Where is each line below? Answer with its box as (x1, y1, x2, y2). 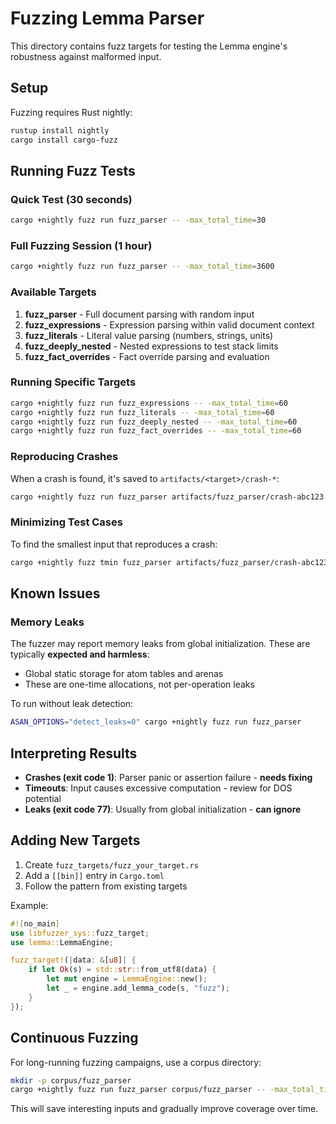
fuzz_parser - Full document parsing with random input (24, 308, 255, 320)
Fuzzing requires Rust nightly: (10, 106, 133, 118)
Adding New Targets (10, 832, 141, 849)
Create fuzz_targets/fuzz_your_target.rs (24, 858, 199, 871)
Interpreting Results (10, 745, 138, 762)
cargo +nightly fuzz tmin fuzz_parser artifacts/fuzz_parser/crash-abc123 (10, 557, 329, 567)
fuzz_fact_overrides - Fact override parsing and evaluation (24, 350, 270, 362)
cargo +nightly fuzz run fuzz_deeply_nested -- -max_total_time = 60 (10, 417, 298, 427)
